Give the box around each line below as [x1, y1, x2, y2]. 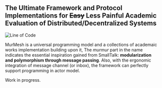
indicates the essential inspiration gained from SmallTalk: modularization [5, 52, 152, 58]
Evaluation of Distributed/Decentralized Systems [5, 19, 157, 27]
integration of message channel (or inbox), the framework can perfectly [5, 62, 149, 68]
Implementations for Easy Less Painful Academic [5, 12, 157, 20]
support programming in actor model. [5, 67, 80, 73]
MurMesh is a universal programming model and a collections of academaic [5, 42, 157, 47]
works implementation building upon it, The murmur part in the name [5, 46, 143, 53]
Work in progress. [5, 77, 41, 83]
